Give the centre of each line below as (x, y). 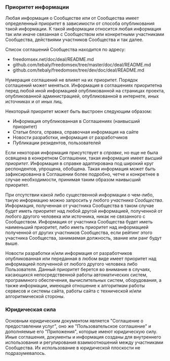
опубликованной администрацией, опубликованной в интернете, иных (82, 96)
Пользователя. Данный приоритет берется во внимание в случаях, (78, 270)
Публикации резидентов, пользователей (57, 143)
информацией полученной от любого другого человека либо (72, 264)
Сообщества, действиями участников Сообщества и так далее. (74, 40)
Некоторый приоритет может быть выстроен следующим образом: (79, 111)
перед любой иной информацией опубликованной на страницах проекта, (85, 91)
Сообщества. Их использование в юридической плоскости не (73, 348)
